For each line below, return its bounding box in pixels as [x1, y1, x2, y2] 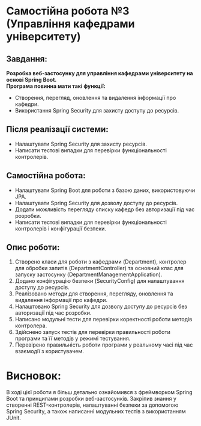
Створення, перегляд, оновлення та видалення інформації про [14, 94, 176, 101]
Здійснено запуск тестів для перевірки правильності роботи [14, 329, 171, 336]
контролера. [14, 322, 47, 329]
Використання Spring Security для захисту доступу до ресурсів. [14, 107, 179, 114]
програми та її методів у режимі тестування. [14, 335, 131, 342]
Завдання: [6, 54, 48, 64]
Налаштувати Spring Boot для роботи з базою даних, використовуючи [14, 187, 196, 194]
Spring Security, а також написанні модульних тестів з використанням [6, 408, 186, 415]
